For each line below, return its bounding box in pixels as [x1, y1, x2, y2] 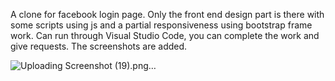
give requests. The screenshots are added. [10, 40, 188, 52]
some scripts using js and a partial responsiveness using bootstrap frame [10, 19, 313, 31]
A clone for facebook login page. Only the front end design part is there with [10, 9, 325, 20]
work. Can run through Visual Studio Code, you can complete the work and [10, 30, 320, 41]
